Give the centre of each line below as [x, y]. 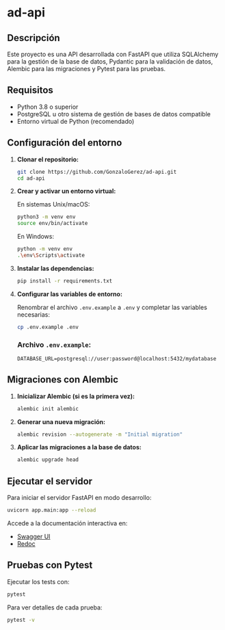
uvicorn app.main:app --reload [52, 510]
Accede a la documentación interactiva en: [67, 523]
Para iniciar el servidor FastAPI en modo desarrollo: [79, 498]
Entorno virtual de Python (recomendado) [76, 121]
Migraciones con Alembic [63, 380]
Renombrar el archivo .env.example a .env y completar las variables [112, 307]
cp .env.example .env [48, 327]
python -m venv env [45, 249]
